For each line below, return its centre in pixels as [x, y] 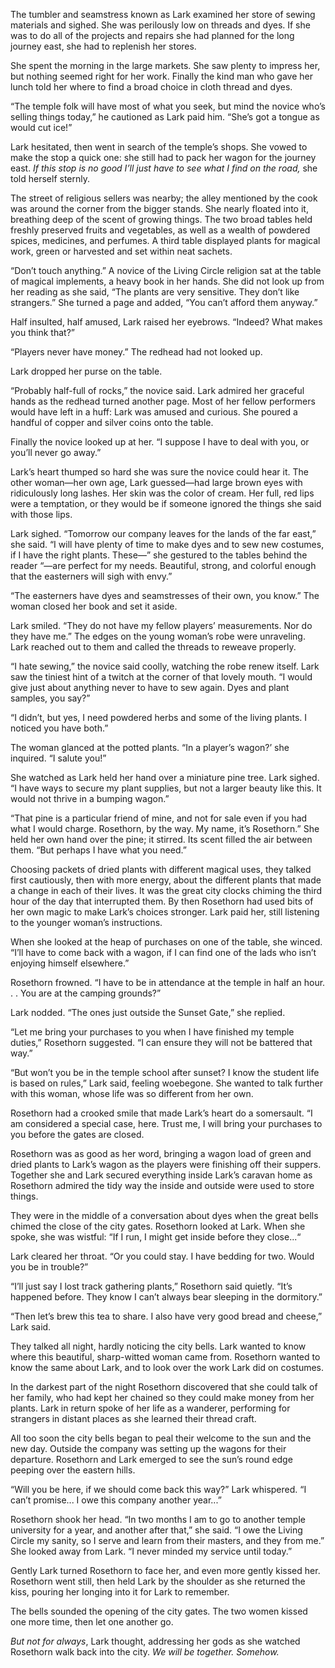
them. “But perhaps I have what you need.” [98, 850]
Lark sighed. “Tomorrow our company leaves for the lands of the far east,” [163, 533]
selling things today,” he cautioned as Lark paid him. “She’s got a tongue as [165, 117]
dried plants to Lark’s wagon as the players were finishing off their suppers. [166, 1164]
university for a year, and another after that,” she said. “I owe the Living [156, 1530]
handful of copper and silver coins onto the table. [112, 422]
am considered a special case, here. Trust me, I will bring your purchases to [166, 1123]
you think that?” [42, 332]
